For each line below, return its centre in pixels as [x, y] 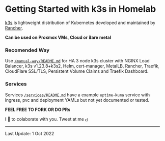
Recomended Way [27, 50]
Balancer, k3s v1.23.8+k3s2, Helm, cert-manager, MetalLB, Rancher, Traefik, [82, 66]
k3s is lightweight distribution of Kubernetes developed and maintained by [80, 23]
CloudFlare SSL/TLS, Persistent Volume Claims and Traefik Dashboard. [77, 71]
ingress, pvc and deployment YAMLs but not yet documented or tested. [77, 100]
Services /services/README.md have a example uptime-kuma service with [78, 95]
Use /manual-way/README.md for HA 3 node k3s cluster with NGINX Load [77, 61]
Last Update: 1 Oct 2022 [29, 133]
